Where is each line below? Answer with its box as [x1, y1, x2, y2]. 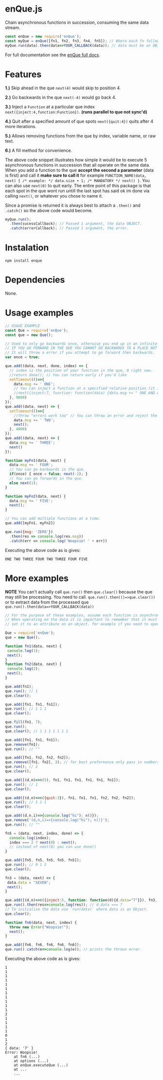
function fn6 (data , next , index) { [5, 920, 77, 925]
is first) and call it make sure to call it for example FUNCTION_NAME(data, [5, 172, 147, 178]
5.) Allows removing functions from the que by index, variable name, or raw [5, 133, 156, 139]
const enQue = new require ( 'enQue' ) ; [5, 34, 81, 39]
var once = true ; [5, 355, 40, 360]
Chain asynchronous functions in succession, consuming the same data [5, 19, 149, 25]
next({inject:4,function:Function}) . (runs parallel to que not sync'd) [5, 109, 147, 115]
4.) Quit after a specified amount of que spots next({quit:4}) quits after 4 [5, 118, 154, 124]
